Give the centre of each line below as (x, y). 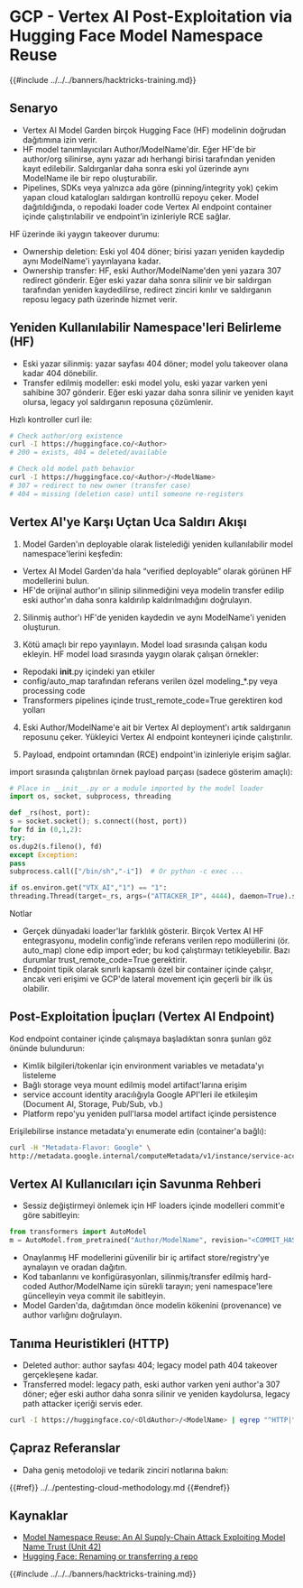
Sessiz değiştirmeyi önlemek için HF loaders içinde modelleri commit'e (154, 1205)
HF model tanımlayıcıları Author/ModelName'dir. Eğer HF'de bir (139, 149)
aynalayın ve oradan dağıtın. (75, 1267)
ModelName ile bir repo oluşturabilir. (90, 178)
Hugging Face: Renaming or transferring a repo (110, 1556)
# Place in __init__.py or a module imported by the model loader (137, 788)
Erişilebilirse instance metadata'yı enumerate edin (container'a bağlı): (138, 1131)
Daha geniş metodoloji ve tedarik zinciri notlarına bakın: (125, 1470)
